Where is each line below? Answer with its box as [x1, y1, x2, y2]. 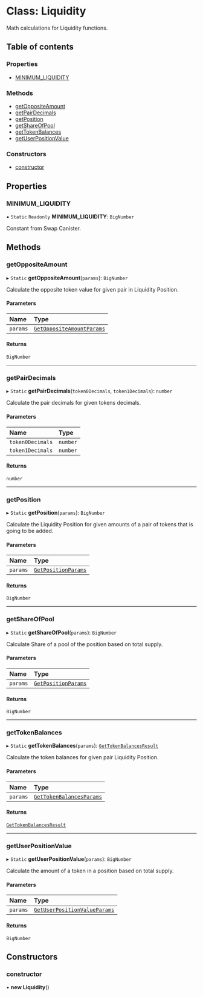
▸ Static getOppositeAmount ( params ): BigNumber [6, 274, 128, 281]
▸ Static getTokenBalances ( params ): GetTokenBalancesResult [6, 742, 159, 750]
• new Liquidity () [6, 984, 50, 991]
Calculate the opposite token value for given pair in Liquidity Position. [6, 286, 179, 293]
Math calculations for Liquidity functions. [6, 24, 108, 31]
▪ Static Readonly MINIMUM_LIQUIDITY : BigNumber [6, 213, 135, 220]
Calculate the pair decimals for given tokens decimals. [6, 399, 141, 407]
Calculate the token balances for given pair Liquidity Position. [6, 754, 159, 761]
